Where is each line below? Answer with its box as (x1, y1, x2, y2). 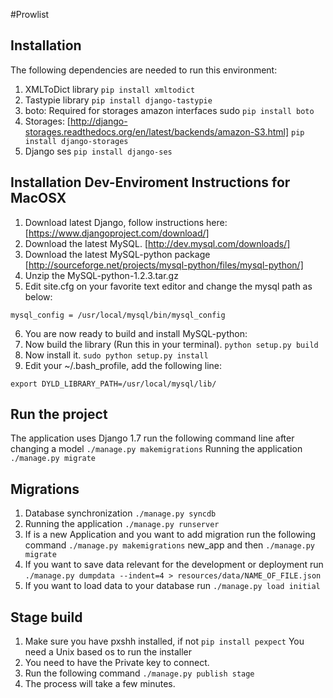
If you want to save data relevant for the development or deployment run (24, 559, 324, 571)
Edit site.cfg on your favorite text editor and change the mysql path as (24, 280, 313, 292)
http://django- (69, 115, 128, 127)
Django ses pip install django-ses (24, 145, 173, 157)
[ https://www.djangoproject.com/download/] (24, 227, 210, 239)
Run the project (10, 406, 108, 423)
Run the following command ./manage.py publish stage (24, 667, 255, 679)
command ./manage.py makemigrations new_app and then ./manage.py (24, 539, 316, 551)
